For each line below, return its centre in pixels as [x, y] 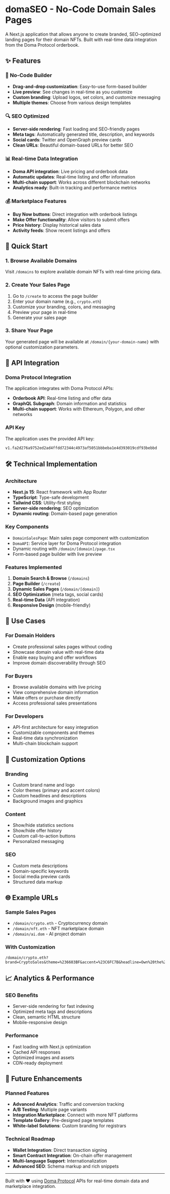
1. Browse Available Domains [41, 261]
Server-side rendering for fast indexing [53, 1006]
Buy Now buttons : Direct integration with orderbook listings [75, 214]
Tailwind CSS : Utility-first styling [47, 503]
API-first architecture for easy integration [55, 727]
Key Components [27, 527]
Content [16, 814]
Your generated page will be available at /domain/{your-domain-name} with [82, 341]
